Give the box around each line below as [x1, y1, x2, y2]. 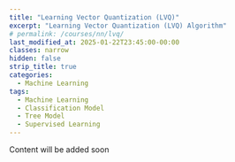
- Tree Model [17, 112, 65, 120]
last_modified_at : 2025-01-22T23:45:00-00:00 [9, 37, 179, 47]
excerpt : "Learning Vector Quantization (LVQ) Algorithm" [9, 21, 227, 30]
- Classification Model [17, 104, 104, 112]
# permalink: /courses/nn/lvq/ [9, 29, 125, 38]
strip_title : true [9, 63, 77, 72]
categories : [9, 71, 53, 80]
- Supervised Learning [17, 120, 101, 129]
